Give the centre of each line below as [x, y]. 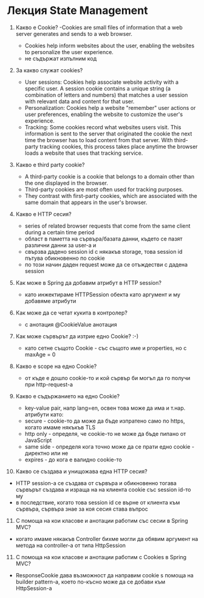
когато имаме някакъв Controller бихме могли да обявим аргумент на [107, 539]
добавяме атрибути [50, 301]
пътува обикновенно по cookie [65, 258]
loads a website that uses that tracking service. [84, 153]
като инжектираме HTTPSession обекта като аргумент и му [103, 294]
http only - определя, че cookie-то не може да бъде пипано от [105, 433]
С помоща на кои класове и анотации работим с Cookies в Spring [101, 557]
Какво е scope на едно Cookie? [56, 366]
